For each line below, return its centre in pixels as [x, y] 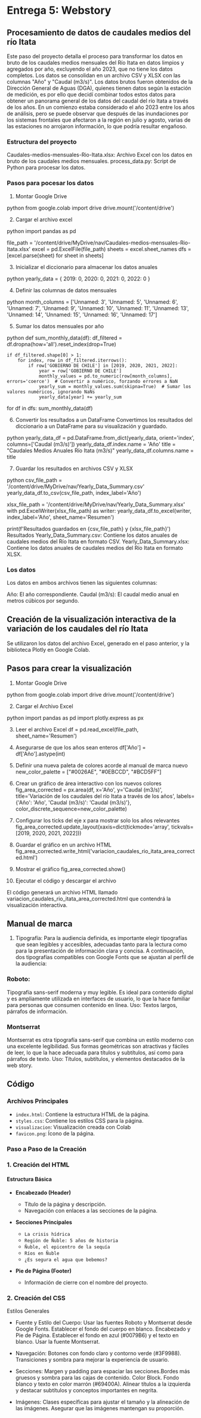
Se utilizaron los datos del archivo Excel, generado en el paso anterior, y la [98, 643]
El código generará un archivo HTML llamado [62, 892]
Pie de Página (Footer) [44, 1271]
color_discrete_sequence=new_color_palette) [71, 809]
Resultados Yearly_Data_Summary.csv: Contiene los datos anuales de [92, 535]
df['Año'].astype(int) [40, 754]
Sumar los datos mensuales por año [59, 326]
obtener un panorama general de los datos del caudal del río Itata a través [98, 101]
